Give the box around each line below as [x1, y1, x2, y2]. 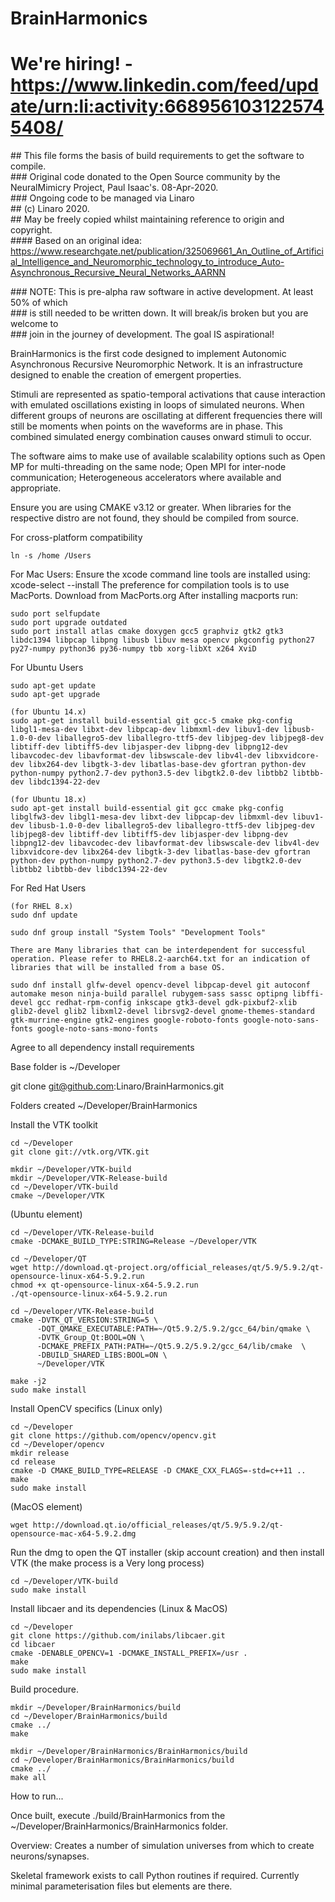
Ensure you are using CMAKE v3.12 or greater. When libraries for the [10, 502, 292, 514]
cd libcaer [10, 1640, 56, 1650]
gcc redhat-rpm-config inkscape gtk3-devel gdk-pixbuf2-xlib [36, 998, 298, 1008]
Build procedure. [10, 1683, 79, 1696]
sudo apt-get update [10, 681, 97, 691]
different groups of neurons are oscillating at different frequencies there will [10, 410, 323, 422]
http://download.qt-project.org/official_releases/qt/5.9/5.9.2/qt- [32, 1263, 325, 1273]
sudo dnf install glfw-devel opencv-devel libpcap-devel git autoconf [10, 980, 311, 991]
